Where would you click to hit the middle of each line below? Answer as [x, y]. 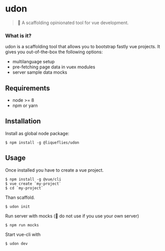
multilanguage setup [33, 62]
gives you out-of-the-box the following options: [54, 52]
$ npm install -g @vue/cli [33, 179]
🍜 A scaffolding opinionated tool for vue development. [73, 23]
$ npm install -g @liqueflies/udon [42, 143]
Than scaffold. [20, 197]
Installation [23, 121]
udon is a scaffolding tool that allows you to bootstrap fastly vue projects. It [83, 47]
